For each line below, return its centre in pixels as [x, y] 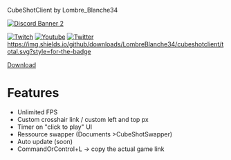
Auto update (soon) [45, 141]
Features [33, 93]
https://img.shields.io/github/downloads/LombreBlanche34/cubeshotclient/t [115, 44]
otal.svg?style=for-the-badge [49, 52]
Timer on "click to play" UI [55, 127]
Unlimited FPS [37, 112]
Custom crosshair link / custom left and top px [83, 119]
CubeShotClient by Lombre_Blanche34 [63, 10]
